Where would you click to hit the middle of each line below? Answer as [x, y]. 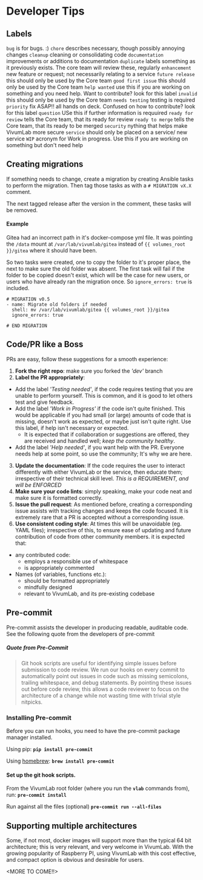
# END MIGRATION [27, 326]
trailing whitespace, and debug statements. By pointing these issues [106, 682]
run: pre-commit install [36, 795]
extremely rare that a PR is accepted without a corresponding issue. [100, 517]
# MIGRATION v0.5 [28, 299]
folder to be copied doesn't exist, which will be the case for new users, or [98, 275]
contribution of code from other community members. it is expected [100, 536]
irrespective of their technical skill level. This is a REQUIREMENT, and [102, 478]
